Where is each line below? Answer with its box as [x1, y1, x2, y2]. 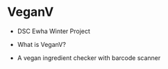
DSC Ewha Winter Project [17, 27, 90, 35]
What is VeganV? [17, 40, 66, 48]
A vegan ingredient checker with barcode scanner [17, 53, 161, 62]
